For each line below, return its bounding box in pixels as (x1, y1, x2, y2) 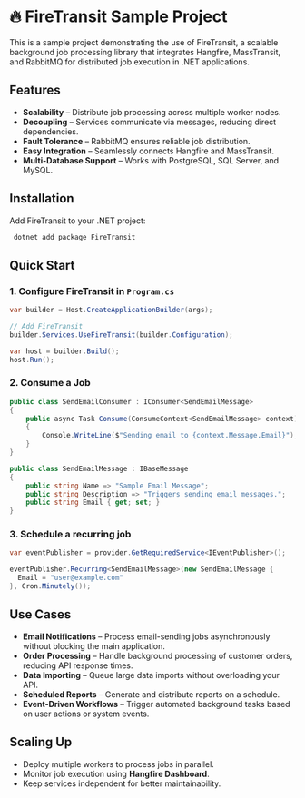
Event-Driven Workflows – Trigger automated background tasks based (22, 698, 290, 709)
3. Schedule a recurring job (9, 528, 132, 541)
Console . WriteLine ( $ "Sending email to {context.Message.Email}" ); (42, 431, 299, 440)
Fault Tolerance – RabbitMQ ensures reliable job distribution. (22, 135, 251, 146)
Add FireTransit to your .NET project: (9, 215, 146, 226)
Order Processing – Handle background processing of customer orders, (22, 650, 293, 661)
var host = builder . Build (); (9, 347, 120, 356)
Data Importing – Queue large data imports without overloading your (22, 669, 280, 680)
